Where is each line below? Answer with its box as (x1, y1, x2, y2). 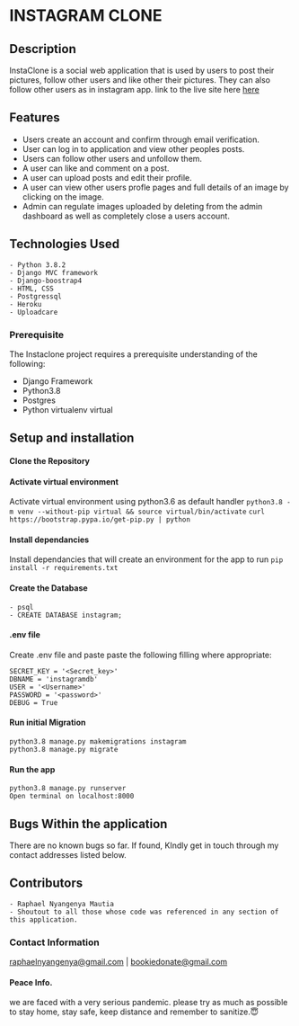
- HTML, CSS (9, 284, 54, 293)
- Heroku (9, 299, 42, 308)
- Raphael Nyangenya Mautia (9, 899, 115, 908)
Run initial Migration (9, 717, 86, 728)
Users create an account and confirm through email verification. (22, 134, 260, 145)
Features (9, 110, 60, 126)
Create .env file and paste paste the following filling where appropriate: (9, 649, 272, 660)
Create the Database (9, 582, 88, 593)
